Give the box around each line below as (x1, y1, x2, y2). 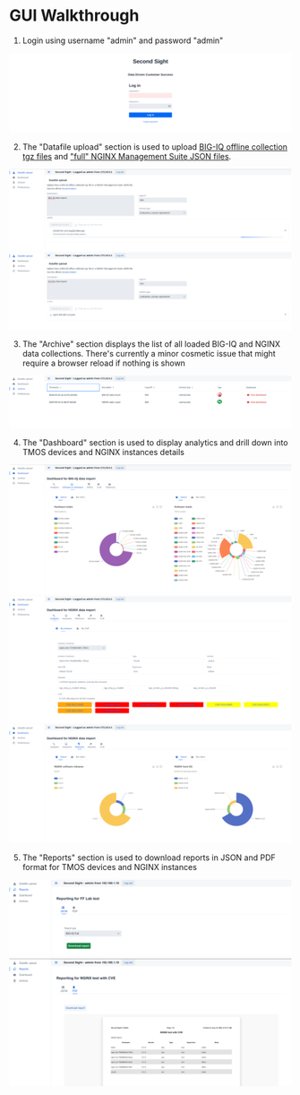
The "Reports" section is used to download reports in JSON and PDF (21, 852, 276, 863)
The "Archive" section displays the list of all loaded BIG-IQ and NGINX (21, 338, 280, 349)
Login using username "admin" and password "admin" (21, 35, 224, 46)
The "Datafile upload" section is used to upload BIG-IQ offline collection (21, 141, 288, 152)
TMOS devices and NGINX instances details (21, 446, 185, 457)
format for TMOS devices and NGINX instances (21, 861, 197, 872)
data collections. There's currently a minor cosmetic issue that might (21, 348, 276, 358)
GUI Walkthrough (9, 5, 140, 26)
